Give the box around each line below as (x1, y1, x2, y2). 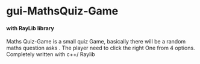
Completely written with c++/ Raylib (6, 51, 95, 58)
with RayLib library (6, 24, 54, 31)
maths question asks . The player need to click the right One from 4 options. (6, 44, 195, 52)
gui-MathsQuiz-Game (6, 4, 119, 18)
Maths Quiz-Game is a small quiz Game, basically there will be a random (6, 38, 186, 45)
